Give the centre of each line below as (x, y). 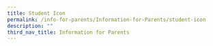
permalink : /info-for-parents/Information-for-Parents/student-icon (106, 20)
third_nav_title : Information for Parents (68, 32)
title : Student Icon (37, 13)
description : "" (30, 26)
